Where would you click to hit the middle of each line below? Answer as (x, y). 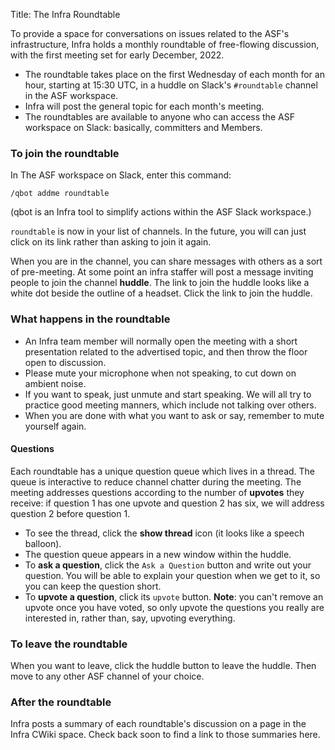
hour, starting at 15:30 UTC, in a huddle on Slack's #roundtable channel (171, 85)
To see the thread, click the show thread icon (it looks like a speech (164, 533)
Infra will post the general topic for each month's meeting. (144, 106)
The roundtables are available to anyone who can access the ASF (159, 117)
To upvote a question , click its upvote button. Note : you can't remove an (174, 596)
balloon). (43, 543)
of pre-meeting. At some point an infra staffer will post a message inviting (162, 272)
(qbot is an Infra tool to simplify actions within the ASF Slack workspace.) (161, 212)
